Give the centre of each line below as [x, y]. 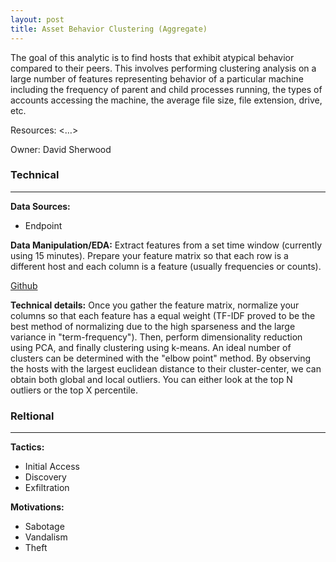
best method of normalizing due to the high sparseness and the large [153, 326]
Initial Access [52, 467]
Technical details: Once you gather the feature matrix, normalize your [155, 305]
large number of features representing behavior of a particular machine [157, 78]
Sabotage [44, 527]
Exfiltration [47, 488]
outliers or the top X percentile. [74, 390]
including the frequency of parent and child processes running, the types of [166, 89]
